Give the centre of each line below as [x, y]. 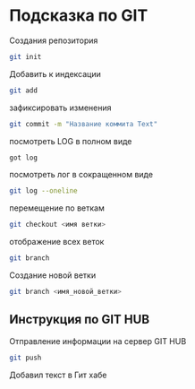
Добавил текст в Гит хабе [58, 375]
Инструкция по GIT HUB [80, 320]
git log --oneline [43, 191]
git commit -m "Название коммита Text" [84, 124]
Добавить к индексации [55, 73]
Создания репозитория [54, 40]
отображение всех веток [57, 242]
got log [24, 158]
